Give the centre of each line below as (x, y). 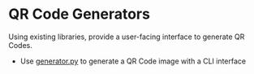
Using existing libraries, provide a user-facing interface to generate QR (127, 37)
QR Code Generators (79, 14)
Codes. (20, 45)
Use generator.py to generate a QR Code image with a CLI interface (133, 61)
